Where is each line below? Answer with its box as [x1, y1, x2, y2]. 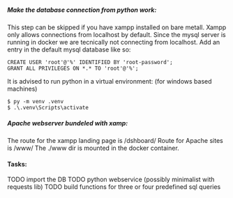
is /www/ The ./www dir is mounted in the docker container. [7, 144, 179, 152]
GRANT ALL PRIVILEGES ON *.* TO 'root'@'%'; [7, 65, 139, 72]
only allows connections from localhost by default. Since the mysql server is [7, 30, 226, 38]
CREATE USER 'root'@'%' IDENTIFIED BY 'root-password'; [7, 59, 173, 66]
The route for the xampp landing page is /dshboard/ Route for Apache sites [7, 136, 223, 144]
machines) [7, 84, 38, 93]
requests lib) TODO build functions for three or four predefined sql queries [7, 183, 221, 191]
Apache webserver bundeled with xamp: [7, 119, 128, 127]
